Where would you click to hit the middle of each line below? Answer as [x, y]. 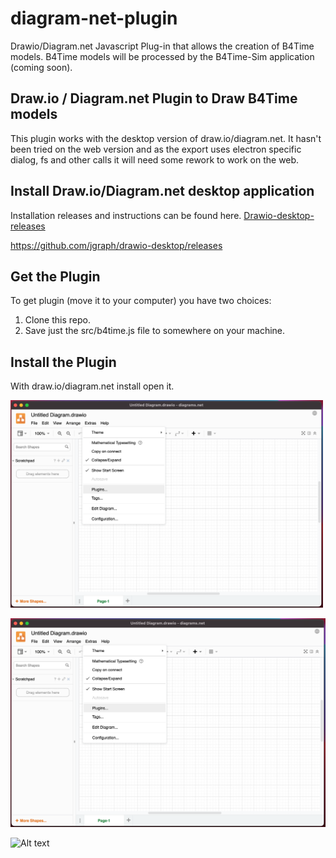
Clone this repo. [57, 320]
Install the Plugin [63, 362]
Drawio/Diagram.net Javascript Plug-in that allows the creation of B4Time [162, 46]
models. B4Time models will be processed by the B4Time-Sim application [162, 56]
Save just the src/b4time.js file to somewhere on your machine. [155, 331]
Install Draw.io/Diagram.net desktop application [162, 191]
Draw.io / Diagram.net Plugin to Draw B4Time [154, 98]
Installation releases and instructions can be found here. [126, 215]
